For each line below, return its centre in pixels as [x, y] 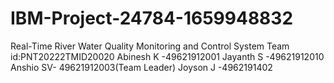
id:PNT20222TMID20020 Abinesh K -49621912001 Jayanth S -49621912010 [167, 56]
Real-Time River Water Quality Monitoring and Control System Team [150, 46]
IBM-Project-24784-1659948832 [152, 18]
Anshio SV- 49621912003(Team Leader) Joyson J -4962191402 [141, 67]
